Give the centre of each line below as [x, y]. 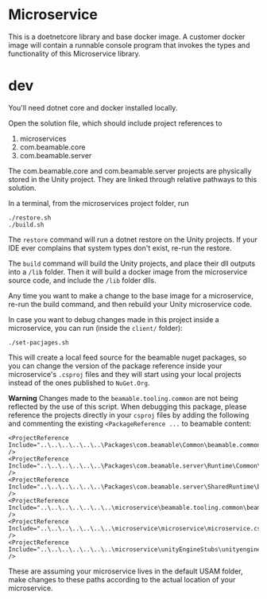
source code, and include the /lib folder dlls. [82, 280]
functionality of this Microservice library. [74, 53]
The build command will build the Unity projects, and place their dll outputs [132, 263]
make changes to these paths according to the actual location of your [122, 579]
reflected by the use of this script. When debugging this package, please [128, 406]
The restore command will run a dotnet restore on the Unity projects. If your [133, 239]
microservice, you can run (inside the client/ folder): [95, 328]
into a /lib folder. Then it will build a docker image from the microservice [128, 271]
